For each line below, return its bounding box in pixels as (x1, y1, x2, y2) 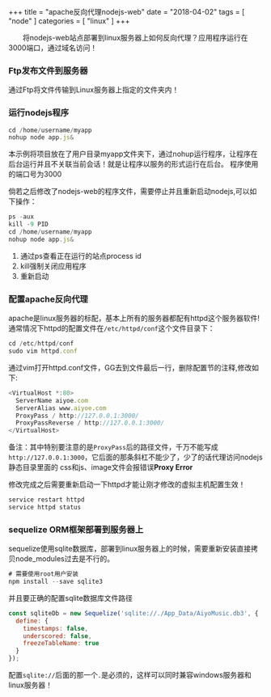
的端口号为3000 (8, 169, 62, 180)
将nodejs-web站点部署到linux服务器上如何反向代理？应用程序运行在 (22, 33, 248, 42)
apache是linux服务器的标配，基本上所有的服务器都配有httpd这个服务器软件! (8, 314, 260, 323)
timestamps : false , (23, 624, 89, 632)
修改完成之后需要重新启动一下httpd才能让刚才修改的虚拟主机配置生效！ (8, 479, 246, 489)
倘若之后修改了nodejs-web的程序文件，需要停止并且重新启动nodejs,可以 (8, 187, 250, 196)
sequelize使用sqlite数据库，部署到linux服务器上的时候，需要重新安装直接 (8, 544, 252, 554)
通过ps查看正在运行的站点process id (19, 251, 142, 260)
